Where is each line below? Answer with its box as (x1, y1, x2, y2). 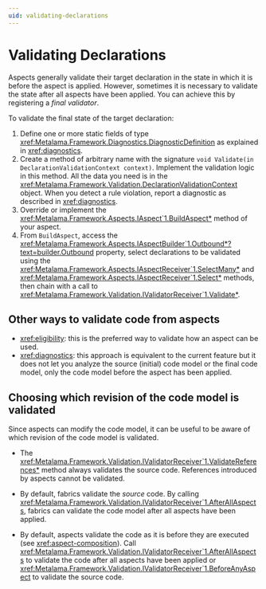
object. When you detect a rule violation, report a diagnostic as (19, 188, 227, 198)
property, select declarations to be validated (95, 247, 241, 257)
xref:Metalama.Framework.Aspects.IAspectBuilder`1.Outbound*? (19, 238, 232, 248)
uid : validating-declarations (8, 11, 109, 20)
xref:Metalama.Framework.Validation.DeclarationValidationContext (19, 179, 238, 189)
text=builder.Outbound (19, 247, 94, 257)
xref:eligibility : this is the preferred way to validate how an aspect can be (19, 334, 259, 344)
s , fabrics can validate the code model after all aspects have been (19, 506, 237, 516)
